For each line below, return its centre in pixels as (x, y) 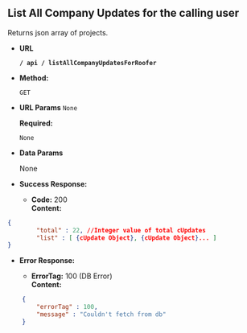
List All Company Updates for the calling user (123, 13)
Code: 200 (49, 199)
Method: (34, 78)
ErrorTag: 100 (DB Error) (72, 276)
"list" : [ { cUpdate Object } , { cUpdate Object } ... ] (127, 238)
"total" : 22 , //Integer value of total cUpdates (121, 230)
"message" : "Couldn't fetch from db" (101, 314)
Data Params (41, 153)
